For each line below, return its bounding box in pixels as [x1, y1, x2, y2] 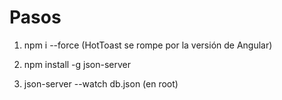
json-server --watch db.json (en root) [23, 77, 179, 90]
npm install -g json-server [23, 58, 132, 70]
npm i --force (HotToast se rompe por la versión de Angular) [23, 39, 273, 51]
